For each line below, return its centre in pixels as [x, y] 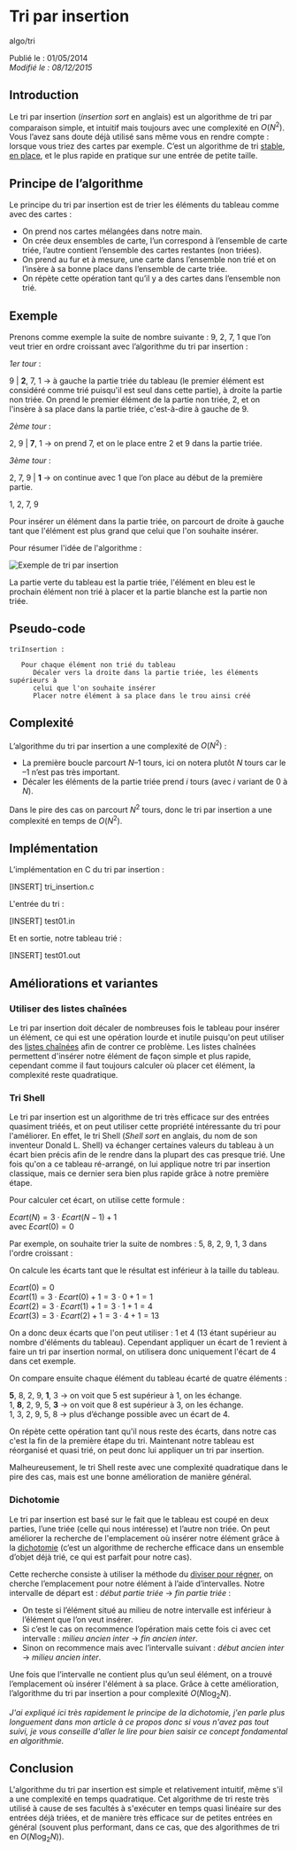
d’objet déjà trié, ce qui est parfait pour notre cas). [101, 1557]
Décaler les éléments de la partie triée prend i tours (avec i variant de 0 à [155, 782]
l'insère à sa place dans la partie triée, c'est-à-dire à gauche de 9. [129, 409]
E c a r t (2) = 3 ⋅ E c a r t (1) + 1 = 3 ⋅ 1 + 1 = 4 [81, 1306]
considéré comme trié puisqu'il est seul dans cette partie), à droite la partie [146, 391]
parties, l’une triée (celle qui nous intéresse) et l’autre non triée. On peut [140, 1529]
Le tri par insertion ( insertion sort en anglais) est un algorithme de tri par [141, 116]
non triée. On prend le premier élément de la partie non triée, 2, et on [135, 399]
